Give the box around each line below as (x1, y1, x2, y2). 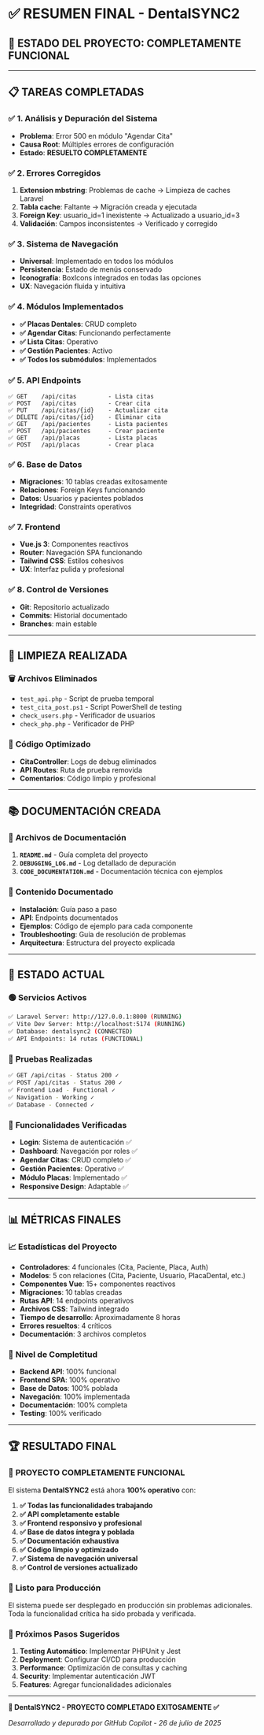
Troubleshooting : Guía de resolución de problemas (19, 929, 186, 939)
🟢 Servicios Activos (8, 992, 87, 1003)
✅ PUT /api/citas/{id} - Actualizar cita (8, 406, 169, 414)
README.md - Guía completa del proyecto (19, 850, 148, 859)
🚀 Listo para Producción (8, 1582, 101, 1593)
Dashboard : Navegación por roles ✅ (19, 1146, 138, 1155)
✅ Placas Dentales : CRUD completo (19, 319, 137, 328)
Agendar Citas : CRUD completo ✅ (19, 1155, 132, 1164)
